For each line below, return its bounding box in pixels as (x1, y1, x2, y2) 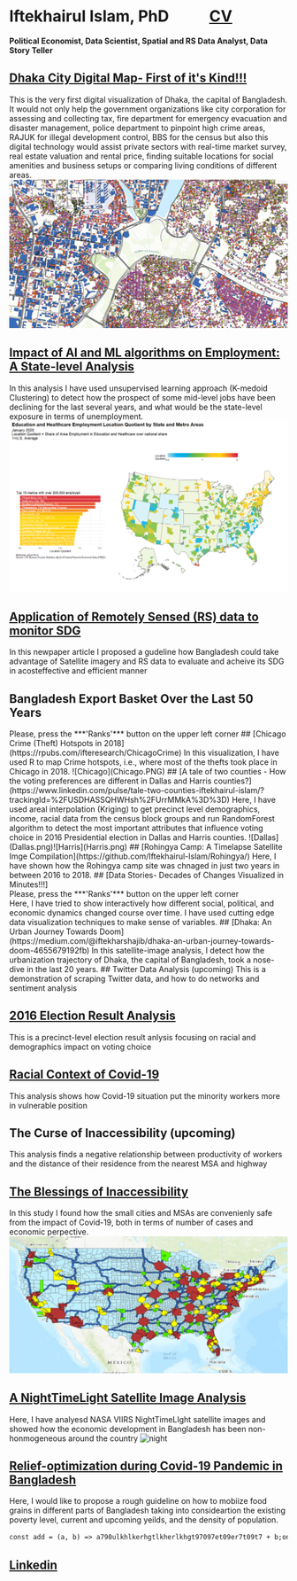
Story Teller (9, 44, 53, 55)
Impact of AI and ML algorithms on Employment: (9, 346, 280, 361)
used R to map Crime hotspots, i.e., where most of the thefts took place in (9, 757, 278, 767)
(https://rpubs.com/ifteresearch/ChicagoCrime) (9, 747, 182, 759)
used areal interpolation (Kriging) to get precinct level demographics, (9, 804, 261, 814)
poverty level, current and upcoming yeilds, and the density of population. (9, 1515, 278, 1525)
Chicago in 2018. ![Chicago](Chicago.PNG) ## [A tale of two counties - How (9, 767, 286, 777)
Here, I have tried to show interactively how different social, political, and (9, 898, 274, 909)
